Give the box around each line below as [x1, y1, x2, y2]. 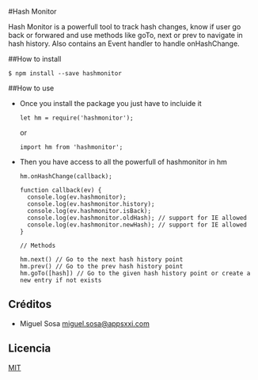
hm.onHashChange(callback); [19, 173, 112, 180]
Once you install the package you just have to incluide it [19, 99, 202, 108]
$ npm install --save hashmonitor [8, 70, 123, 78]
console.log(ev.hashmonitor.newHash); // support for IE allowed [27, 221, 247, 229]
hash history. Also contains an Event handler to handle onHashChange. [8, 39, 240, 48]
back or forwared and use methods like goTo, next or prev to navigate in [8, 31, 243, 40]
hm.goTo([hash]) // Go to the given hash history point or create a [19, 269, 251, 277]
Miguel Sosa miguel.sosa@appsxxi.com [19, 318, 150, 328]
